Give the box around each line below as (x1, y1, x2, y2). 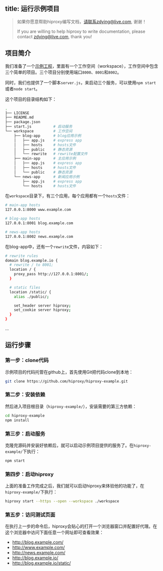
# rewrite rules (5, 253, 38, 259)
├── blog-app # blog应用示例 (14, 133, 82, 138)
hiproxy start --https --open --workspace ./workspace (5, 499, 119, 504)
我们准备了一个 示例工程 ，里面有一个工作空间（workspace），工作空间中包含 (5, 63, 158, 69)
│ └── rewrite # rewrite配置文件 (14, 152, 88, 156)
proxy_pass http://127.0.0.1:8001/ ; (14, 272, 89, 277)
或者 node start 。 (5, 85, 40, 92)
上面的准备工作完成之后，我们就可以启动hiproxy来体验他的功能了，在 (5, 483, 144, 489)
